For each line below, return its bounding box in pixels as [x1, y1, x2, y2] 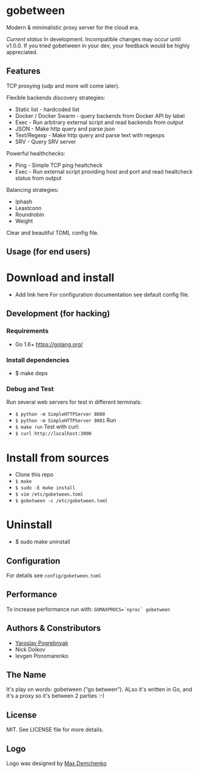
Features [6, 66, 41, 77]
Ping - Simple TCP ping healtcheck [15, 162, 103, 169]
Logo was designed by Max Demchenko [6, 760, 107, 767]
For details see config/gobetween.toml [6, 572, 102, 579]
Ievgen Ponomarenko [15, 652, 69, 659]
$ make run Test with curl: [15, 423, 80, 431]
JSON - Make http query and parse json [15, 125, 115, 132]
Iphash [15, 198, 32, 205]
